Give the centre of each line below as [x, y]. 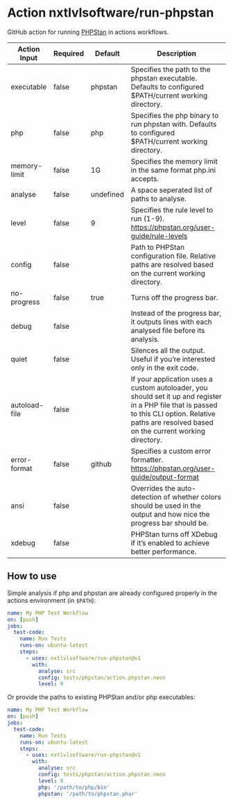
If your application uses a [172, 379]
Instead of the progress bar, [176, 313]
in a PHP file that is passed [174, 405]
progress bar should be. [170, 523]
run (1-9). [148, 219]
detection [146, 497]
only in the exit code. [165, 368]
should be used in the [166, 506]
